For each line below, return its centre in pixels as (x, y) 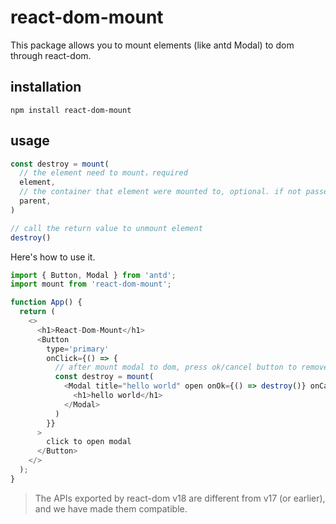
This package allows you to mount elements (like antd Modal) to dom (152, 45)
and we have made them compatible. (111, 508)
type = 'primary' (78, 349)
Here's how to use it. (53, 257)
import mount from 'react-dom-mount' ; (91, 284)
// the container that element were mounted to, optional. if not (160, 192)
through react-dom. (51, 55)
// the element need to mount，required (103, 173)
